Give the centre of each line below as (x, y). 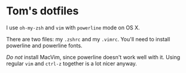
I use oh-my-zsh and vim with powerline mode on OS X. (73, 28)
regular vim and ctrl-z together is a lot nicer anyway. (72, 63)
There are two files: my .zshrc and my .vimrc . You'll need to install (88, 39)
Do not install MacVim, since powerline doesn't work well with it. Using (93, 57)
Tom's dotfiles (42, 11)
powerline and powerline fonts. (44, 45)
